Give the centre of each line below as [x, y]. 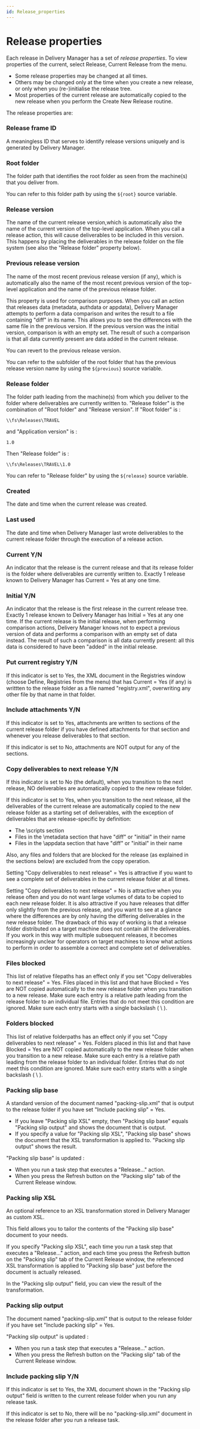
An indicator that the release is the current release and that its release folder [100, 567]
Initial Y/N [21, 595]
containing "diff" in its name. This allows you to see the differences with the [99, 320]
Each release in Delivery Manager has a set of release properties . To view [97, 58]
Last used [21, 519]
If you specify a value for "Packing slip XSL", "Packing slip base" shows [103, 1134]
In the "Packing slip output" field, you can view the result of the [84, 1284]
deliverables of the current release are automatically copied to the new [93, 806]
